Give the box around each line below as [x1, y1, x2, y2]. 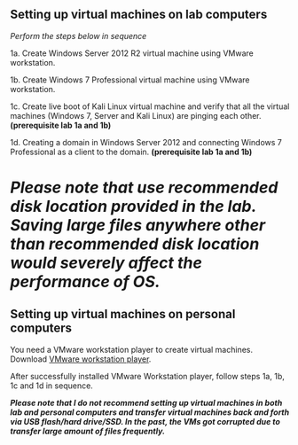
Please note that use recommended [10, 177, 278, 198]
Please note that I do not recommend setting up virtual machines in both [10, 397, 283, 408]
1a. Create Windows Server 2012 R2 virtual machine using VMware [10, 48, 254, 59]
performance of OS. [10, 272, 161, 292]
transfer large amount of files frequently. [10, 425, 166, 436]
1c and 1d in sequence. [10, 380, 94, 391]
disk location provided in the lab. [10, 197, 256, 216]
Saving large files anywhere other [10, 215, 266, 235]
